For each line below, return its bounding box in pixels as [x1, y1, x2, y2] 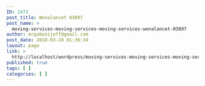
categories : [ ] [6, 71, 48, 77]
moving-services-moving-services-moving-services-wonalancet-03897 [12, 25, 187, 32]
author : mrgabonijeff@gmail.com [6, 31, 88, 38]
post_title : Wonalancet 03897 [6, 15, 84, 21]
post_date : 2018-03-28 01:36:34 [6, 37, 88, 43]
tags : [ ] [6, 65, 32, 71]
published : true [6, 59, 48, 65]
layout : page [6, 43, 40, 49]
